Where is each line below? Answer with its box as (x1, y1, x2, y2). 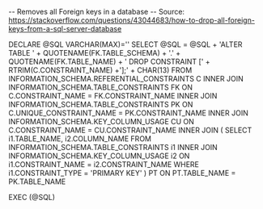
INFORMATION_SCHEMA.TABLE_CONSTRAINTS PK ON (8, 100, 193, 109)
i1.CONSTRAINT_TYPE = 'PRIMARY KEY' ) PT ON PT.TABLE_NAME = (8, 169, 236, 178)
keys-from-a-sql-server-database (8, 24, 122, 33)
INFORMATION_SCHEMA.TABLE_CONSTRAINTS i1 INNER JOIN (8, 143, 218, 152)
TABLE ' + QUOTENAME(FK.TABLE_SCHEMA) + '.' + (8, 48, 181, 57)
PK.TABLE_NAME (8, 177, 66, 186)
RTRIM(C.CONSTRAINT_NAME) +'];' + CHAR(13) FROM (8, 65, 193, 75)
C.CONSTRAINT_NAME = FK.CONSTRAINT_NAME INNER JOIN (8, 91, 218, 100)
